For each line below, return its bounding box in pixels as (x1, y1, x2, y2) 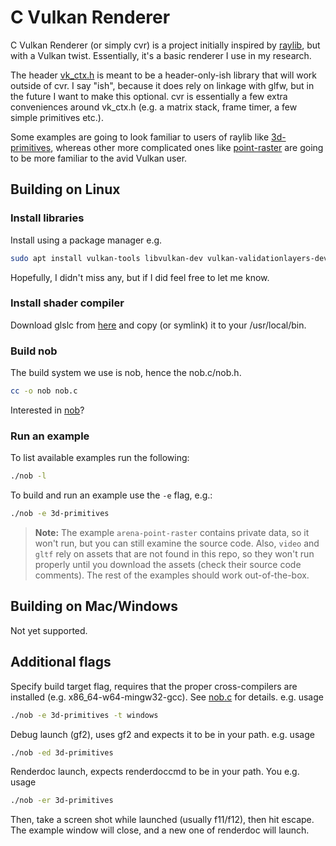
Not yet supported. (10, 624, 88, 636)
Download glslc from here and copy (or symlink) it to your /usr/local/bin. (10, 319, 307, 331)
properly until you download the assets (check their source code (34, 559, 302, 571)
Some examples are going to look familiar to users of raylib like (10, 131, 270, 143)
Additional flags (10, 654, 112, 671)
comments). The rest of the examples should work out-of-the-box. (34, 569, 310, 581)
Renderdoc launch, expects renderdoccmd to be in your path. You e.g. (10, 766, 300, 778)
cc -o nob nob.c (10, 386, 78, 396)
